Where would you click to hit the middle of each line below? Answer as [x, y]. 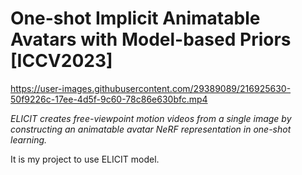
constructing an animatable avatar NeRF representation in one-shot [151, 129]
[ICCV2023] [61, 61]
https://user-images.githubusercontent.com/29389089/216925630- [151, 88]
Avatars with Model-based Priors [151, 39]
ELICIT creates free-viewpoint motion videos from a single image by [151, 118]
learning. [29, 139]
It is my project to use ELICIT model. [85, 159]
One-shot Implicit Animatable [135, 18]
